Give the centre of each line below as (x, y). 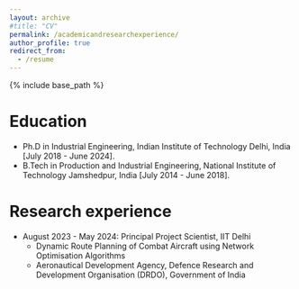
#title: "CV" (34, 26)
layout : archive (40, 18)
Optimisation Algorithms (81, 255)
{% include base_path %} (57, 85)
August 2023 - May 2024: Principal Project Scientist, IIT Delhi (136, 236)
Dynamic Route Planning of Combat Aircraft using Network (145, 246)
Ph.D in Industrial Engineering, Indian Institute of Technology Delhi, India (156, 146)
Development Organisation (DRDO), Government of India (140, 275)
